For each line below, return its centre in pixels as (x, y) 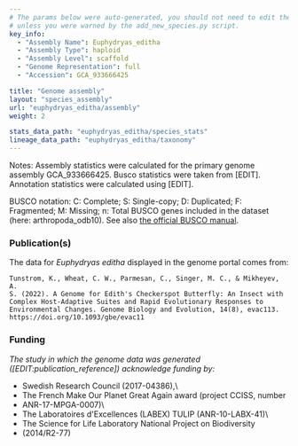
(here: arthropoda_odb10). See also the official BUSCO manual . (124, 220)
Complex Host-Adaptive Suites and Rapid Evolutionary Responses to (137, 302)
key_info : (27, 34)
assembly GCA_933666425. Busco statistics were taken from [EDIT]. (135, 175)
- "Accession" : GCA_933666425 (73, 75)
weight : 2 (27, 116)
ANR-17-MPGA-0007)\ (63, 404)
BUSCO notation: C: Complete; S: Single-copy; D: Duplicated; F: (125, 201)
